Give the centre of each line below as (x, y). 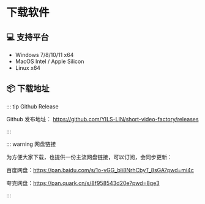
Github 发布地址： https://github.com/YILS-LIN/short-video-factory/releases (102, 119)
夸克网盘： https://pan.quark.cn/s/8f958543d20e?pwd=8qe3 (83, 183)
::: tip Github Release (33, 106)
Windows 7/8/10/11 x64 (44, 55)
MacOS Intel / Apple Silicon (50, 61)
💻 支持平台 (28, 37)
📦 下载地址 (28, 89)
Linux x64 (28, 68)
